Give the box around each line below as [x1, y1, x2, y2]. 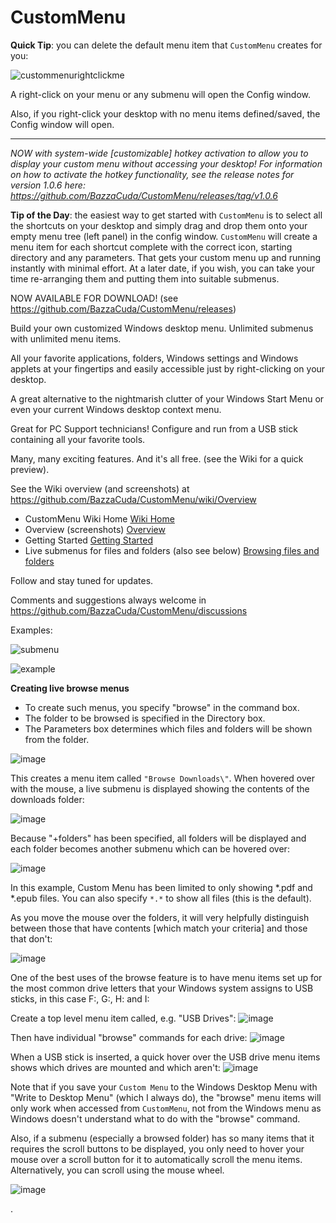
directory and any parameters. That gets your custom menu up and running [10, 251, 322, 263]
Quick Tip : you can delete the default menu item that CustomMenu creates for [10, 39, 323, 51]
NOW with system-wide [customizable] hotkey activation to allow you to [10, 147, 309, 159]
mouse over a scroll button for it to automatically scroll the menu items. [10, 1153, 303, 1165]
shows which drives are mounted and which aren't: [10, 1061, 221, 1073]
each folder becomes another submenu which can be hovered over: [10, 842, 290, 855]
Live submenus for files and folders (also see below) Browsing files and [24, 544, 320, 556]
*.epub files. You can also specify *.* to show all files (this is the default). [10, 892, 312, 904]
